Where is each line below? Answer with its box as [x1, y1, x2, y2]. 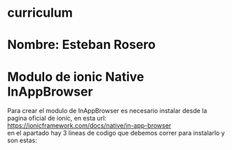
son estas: [7, 136, 37, 144]
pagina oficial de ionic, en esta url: [7, 114, 107, 123]
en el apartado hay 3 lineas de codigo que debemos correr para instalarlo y [7, 129, 226, 137]
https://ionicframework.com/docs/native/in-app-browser [7, 121, 172, 130]
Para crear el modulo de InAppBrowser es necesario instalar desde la [7, 107, 207, 115]
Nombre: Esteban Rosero [7, 37, 156, 53]
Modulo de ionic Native [7, 68, 144, 84]
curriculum [7, 5, 74, 21]
